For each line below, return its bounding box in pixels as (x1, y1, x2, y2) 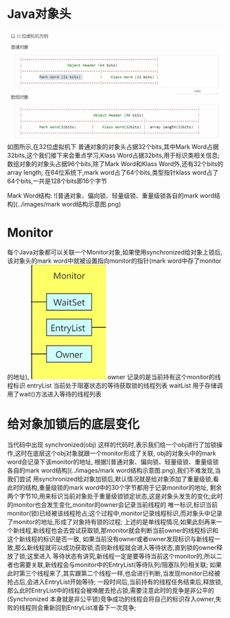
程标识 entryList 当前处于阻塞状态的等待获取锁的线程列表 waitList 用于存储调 (7, 381, 223, 390)
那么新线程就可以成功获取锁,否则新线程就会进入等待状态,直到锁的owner (14, 543, 217, 552)
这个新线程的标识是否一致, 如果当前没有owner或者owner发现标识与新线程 (7, 535, 215, 543)
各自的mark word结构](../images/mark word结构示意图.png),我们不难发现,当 (7, 466, 221, 475)
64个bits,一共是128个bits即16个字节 (7, 177, 108, 185)
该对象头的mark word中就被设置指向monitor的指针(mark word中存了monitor (7, 257, 222, 265)
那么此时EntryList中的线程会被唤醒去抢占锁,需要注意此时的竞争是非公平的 (7, 586, 215, 595)
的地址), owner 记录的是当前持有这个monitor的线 (7, 373, 221, 381)
